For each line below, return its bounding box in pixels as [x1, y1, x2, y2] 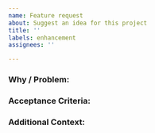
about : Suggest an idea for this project [8, 19, 148, 27]
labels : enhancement [8, 33, 77, 42]
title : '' [8, 26, 41, 34]
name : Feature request [8, 11, 83, 20]
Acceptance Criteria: [8, 95, 91, 106]
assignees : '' [8, 41, 56, 49]
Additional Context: [8, 116, 86, 127]
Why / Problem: [8, 74, 70, 85]
